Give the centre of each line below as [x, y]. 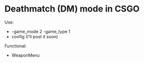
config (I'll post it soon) [35, 37]
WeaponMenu [25, 55]
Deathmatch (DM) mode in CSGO [72, 9]
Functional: [16, 46]
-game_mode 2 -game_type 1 [41, 31]
